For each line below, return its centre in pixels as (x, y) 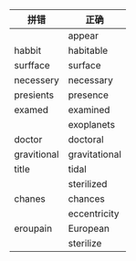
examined (89, 110)
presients (34, 95)
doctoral (86, 139)
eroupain (33, 229)
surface (85, 65)
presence (89, 95)
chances (86, 198)
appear (83, 36)
